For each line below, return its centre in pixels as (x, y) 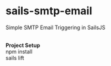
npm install (19, 51)
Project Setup (23, 45)
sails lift (15, 58)
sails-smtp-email (49, 11)
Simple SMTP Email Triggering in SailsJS (55, 27)
